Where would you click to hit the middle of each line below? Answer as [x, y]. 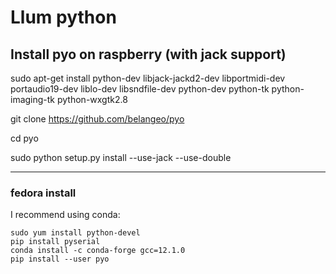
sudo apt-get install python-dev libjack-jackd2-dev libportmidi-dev [148, 78]
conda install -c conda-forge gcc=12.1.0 [98, 251]
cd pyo [24, 138]
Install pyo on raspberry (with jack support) [148, 54]
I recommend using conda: [65, 215]
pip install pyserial [55, 242]
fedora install [43, 193]
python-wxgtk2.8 [92, 99]
